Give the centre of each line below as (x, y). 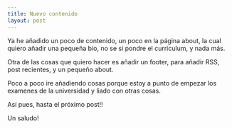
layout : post (27, 21)
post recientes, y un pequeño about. (60, 69)
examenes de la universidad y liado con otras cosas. (84, 91)
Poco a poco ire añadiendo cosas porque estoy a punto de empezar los (112, 83)
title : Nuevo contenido (43, 14)
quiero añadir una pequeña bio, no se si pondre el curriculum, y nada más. (116, 48)
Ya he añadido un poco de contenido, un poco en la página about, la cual (115, 40)
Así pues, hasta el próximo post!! (55, 104)
